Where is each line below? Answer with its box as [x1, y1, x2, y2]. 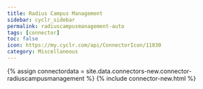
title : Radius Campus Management [7, 10, 103, 17]
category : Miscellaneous [7, 49, 78, 55]
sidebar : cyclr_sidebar [7, 16, 76, 23]
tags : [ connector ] [7, 29, 60, 36]
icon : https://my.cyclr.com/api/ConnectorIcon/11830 [7, 42, 162, 49]
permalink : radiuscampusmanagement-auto [7, 23, 125, 29]
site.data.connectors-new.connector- [85, 66, 192, 75]
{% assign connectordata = [7, 66, 85, 75]
